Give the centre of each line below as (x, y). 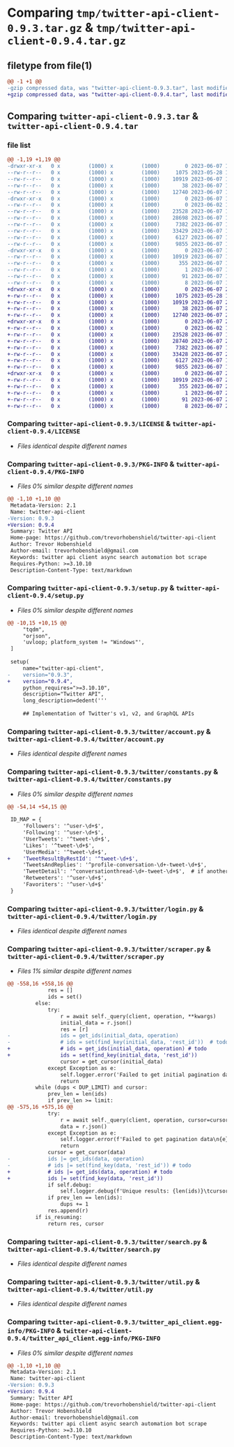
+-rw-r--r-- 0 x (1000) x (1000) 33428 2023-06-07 (115, 354)
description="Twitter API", (63, 694)
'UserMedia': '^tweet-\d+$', (65, 852)
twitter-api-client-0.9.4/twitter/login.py (82, 917)
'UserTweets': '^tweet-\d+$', (67, 839)
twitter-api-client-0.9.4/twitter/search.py (84, 1249)
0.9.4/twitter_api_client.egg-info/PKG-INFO (84, 1339)
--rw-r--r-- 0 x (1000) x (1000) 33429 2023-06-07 (115, 231)
